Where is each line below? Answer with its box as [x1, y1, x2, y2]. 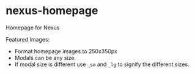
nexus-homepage [6, 4, 98, 18]
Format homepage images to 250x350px [14, 47, 117, 55]
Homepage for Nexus [6, 24, 60, 31]
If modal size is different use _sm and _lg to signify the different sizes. [14, 61, 190, 68]
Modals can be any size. [14, 54, 76, 61]
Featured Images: [6, 35, 50, 43]
